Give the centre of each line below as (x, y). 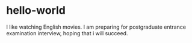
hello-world (36, 10)
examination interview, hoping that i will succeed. (67, 33)
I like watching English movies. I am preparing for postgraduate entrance (96, 27)
